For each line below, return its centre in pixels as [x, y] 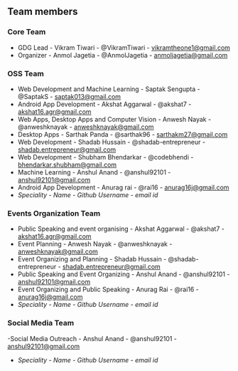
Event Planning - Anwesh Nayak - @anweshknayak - [95, 244]
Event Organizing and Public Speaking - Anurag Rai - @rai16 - [108, 289]
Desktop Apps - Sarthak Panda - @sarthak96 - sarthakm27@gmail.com [123, 134]
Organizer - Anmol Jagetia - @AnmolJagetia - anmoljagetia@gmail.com [123, 55]
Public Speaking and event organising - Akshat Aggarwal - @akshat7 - [121, 229]
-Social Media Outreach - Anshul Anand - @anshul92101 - [92, 338]
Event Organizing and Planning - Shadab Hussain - [92, 259]
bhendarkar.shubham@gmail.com [67, 164]
